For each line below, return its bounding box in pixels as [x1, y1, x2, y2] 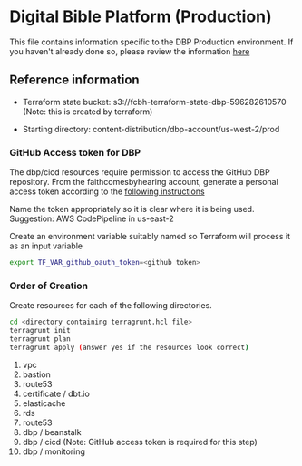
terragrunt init [9, 326, 71, 335]
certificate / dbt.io [22, 388, 91, 399]
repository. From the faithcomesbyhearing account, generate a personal [9, 177, 278, 188]
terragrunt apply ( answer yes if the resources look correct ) [9, 343, 249, 352]
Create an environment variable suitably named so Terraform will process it [9, 231, 291, 242]
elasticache [22, 397, 66, 409]
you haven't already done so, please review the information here [9, 45, 250, 56]
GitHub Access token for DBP [9, 146, 141, 159]
